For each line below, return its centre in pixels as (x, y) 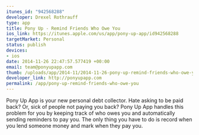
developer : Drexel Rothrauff (42, 17)
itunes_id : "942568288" (36, 12)
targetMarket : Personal (36, 39)
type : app (18, 23)
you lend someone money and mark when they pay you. (75, 126)
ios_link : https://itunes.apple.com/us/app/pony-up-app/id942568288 (92, 34)
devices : (17, 51)
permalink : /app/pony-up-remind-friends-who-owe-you (73, 84)
